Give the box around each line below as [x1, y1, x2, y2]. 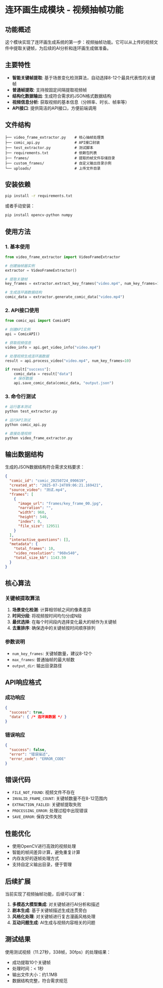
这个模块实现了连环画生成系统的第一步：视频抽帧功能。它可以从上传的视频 [5, 39, 154, 45]
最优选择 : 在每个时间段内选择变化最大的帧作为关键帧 [12, 619, 117, 625]
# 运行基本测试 [5, 405, 32, 410]
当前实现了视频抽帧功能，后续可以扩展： [5, 891, 86, 896]
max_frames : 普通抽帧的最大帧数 [12, 656, 75, 662]
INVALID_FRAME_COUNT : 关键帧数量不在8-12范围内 [12, 796, 108, 802]
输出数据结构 [5, 450, 44, 458]
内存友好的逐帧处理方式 [12, 856, 59, 861]
